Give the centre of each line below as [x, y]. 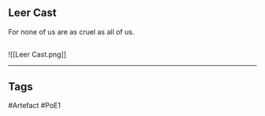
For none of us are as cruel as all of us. [71, 31]
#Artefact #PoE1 [35, 106]
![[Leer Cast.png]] [37, 55]
